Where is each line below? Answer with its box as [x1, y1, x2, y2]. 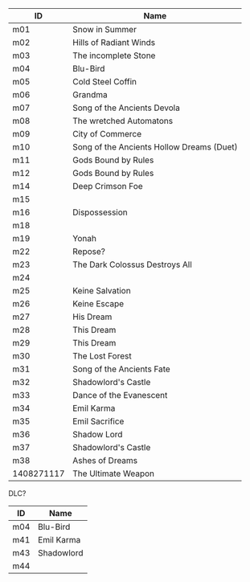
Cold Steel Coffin [72, 76, 137, 87]
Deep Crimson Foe [72, 181, 143, 191]
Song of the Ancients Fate [72, 363, 170, 375]
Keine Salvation [72, 285, 131, 296]
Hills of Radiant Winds [72, 37, 155, 47]
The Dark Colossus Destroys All [72, 259, 193, 270]
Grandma [72, 89, 108, 100]
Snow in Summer [72, 24, 137, 35]
